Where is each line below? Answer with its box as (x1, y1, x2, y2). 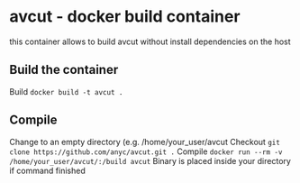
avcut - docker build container (9, 6, 241, 27)
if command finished (9, 165, 86, 176)
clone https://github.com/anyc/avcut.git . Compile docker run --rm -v (9, 146, 283, 157)
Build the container (9, 62, 119, 78)
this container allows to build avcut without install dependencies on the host (9, 36, 291, 47)
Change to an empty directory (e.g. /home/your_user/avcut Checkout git (9, 136, 281, 147)
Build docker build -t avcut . (9, 86, 123, 96)
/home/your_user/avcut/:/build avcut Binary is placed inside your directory (9, 155, 291, 166)
